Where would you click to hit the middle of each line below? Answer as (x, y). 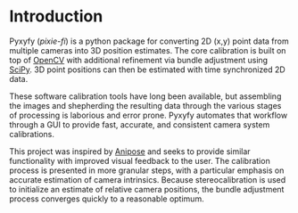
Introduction (56, 16)
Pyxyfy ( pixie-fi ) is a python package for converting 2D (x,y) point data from (149, 41)
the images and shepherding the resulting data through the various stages (145, 105)
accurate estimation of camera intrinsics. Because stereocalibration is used (148, 179)
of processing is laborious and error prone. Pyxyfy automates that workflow (149, 115)
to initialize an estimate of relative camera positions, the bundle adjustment (147, 189)
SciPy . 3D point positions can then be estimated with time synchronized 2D (147, 70)
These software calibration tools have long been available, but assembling (145, 96)
